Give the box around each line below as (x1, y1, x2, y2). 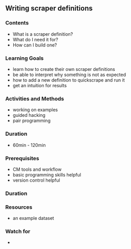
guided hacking (12, 112, 46, 118)
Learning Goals (5, 55, 44, 62)
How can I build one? (12, 42, 57, 48)
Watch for (5, 228, 31, 235)
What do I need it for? (12, 36, 59, 42)
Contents (5, 19, 29, 27)
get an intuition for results (12, 82, 67, 88)
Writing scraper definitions (5, 4, 93, 13)
